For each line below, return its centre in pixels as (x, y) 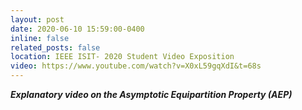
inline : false (40, 38)
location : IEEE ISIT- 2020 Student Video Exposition (122, 57)
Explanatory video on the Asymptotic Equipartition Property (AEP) (151, 94)
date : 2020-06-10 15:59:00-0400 (77, 29)
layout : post (37, 19)
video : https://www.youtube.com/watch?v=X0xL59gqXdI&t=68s (136, 66)
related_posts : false (55, 47)
